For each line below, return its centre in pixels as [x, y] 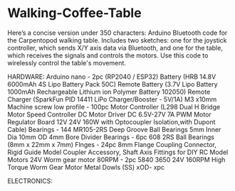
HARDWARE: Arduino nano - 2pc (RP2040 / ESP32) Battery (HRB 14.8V [112, 77]
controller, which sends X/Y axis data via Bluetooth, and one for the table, [115, 48]
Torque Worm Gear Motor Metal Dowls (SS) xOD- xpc [86, 167]
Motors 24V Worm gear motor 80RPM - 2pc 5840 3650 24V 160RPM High [116, 159]
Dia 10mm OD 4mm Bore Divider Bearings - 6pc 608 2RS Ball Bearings [111, 137]
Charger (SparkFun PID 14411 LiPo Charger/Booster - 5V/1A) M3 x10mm [112, 99]
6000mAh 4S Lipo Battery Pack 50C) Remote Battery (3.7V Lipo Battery [113, 84]
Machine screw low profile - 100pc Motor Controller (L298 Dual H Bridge [114, 107]
